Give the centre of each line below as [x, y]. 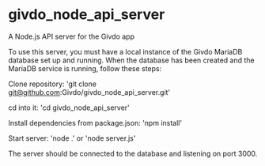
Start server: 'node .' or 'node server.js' [72, 138]
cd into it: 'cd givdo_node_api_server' [69, 108]
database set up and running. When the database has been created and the [131, 60]
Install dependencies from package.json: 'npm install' [95, 123]
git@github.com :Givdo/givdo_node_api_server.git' [89, 92]
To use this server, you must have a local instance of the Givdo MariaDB [125, 51]
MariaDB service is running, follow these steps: [85, 68]
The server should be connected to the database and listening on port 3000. [133, 153]
